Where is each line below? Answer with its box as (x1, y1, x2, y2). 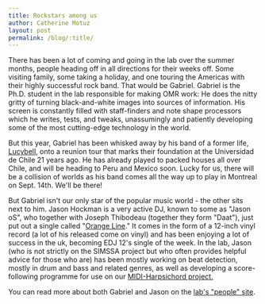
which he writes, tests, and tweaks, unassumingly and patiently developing (8, 114, 254, 124)
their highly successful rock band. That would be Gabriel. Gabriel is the (8, 81, 240, 90)
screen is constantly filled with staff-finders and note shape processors (8, 106, 242, 116)
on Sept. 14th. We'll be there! (8, 180, 103, 190)
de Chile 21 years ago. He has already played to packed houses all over (8, 156, 242, 165)
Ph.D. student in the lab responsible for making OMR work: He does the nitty (8, 89, 258, 99)
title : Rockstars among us (8, 11, 98, 20)
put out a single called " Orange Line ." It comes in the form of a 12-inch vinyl (8, 221, 255, 231)
